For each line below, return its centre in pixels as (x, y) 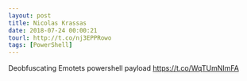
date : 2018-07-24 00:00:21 (53, 30)
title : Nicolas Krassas (48, 23)
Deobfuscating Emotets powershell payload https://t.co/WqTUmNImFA (124, 68)
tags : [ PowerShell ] (41, 45)
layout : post (30, 15)
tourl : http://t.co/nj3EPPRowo (60, 38)
